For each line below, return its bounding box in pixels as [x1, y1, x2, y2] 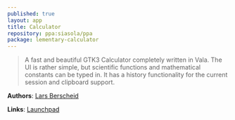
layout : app [7, 17, 42, 24]
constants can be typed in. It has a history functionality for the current [24, 71, 228, 79]
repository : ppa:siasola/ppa [7, 29, 93, 37]
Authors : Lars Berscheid [7, 92, 79, 100]
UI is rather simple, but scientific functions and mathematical [24, 63, 201, 72]
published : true [7, 10, 55, 18]
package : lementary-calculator [7, 36, 99, 44]
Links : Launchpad [7, 105, 60, 114]
